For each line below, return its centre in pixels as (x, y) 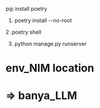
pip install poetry (27, 9)
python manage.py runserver (50, 44)
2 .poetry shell (23, 32)
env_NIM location (50, 68)
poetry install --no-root (43, 20)
